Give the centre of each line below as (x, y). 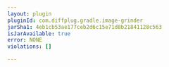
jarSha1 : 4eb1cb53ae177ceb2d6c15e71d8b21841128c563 (84, 27)
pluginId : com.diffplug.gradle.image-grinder (75, 20)
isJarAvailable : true (39, 33)
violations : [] (30, 47)
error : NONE (25, 40)
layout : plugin (30, 14)
